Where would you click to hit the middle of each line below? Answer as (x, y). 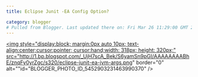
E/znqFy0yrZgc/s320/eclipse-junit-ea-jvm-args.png (69, 62)
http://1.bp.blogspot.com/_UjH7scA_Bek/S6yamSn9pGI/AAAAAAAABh (105, 57)
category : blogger (29, 22)
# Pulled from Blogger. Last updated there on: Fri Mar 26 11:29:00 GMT (97, 27)
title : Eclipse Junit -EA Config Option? (58, 11)
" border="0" (148, 62)
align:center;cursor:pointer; (39, 50)
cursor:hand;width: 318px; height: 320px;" (125, 50)
